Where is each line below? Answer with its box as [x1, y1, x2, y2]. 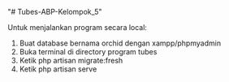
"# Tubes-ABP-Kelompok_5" [7, 7, 102, 16]
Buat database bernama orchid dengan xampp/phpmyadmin [19, 38, 221, 48]
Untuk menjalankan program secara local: [7, 23, 148, 32]
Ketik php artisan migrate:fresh [19, 56, 123, 65]
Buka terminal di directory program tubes [19, 47, 158, 56]
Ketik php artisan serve [19, 64, 97, 74]
